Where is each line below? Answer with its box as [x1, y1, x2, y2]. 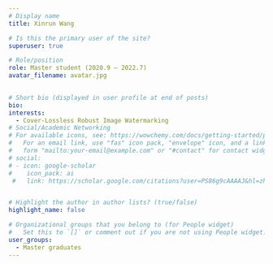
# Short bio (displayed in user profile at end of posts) [8, 93, 209, 102]
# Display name [8, 11, 60, 20]
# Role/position [8, 56, 63, 65]
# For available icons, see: [8, 132, 107, 140]
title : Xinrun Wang [8, 19, 75, 28]
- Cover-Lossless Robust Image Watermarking [15, 116, 169, 124]
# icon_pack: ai [8, 169, 75, 177]
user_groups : [8, 236, 53, 244]
